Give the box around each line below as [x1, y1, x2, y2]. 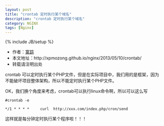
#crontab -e [5, 98, 29, 103]
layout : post [5, 7, 32, 12]
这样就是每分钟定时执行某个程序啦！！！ [5, 116, 87, 122]
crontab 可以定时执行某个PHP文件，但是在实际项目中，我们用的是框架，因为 [5, 72, 160, 77]
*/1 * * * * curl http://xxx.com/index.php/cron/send [5, 106, 128, 112]
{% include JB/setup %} [5, 39, 54, 45]
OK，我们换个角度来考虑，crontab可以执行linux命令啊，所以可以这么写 [5, 88, 148, 94]
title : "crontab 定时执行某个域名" [5, 12, 72, 17]
